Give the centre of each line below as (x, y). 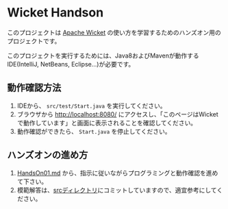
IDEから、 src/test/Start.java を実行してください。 (91, 106)
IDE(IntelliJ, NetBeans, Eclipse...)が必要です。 (71, 64)
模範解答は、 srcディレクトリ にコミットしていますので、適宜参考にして (117, 190)
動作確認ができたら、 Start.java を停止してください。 (94, 131)
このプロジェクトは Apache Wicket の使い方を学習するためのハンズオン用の (114, 32)
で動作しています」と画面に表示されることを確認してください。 (107, 123)
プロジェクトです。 (34, 41)
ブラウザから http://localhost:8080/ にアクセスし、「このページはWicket (118, 114)
